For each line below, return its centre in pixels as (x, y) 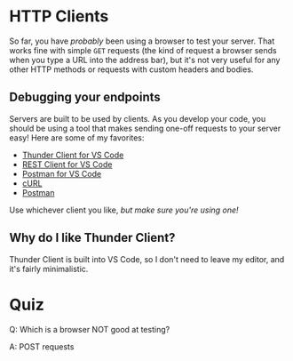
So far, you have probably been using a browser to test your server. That (142, 41)
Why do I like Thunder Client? (92, 238)
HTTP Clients (59, 16)
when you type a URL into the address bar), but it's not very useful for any (145, 60)
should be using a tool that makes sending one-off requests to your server (145, 128)
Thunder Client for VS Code (73, 155)
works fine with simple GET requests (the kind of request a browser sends (143, 50)
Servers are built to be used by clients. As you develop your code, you (138, 118)
